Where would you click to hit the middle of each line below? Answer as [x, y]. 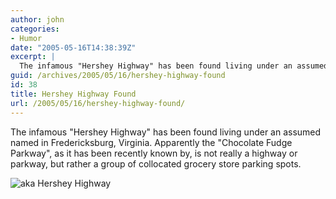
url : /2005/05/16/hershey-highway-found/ [98, 103]
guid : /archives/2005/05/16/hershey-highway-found [118, 76]
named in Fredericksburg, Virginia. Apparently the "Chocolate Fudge [151, 142]
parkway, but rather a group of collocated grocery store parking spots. [156, 163]
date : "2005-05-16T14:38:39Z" [73, 47]
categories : [35, 29]
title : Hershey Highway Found [73, 94]
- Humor [26, 38]
